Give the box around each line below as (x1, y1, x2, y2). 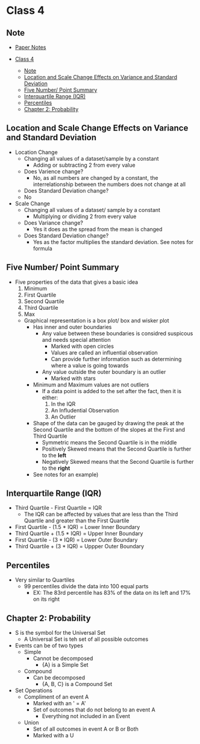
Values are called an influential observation (51, 348, 158, 356)
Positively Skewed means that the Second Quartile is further (42, 445, 192, 452)
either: (42, 394, 58, 401)
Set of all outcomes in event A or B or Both (33, 725, 139, 733)
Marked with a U (33, 732, 74, 739)
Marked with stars (51, 374, 96, 382)
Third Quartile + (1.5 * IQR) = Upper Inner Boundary (14, 530, 143, 537)
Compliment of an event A (23, 693, 89, 701)
